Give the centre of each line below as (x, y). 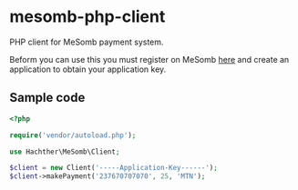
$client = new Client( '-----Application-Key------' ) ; (114, 168)
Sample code (47, 98)
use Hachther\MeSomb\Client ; (65, 152)
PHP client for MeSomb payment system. (87, 42)
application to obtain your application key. (88, 69)
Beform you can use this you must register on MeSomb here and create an (149, 59)
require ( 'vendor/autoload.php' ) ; (73, 135)
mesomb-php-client (87, 17)
